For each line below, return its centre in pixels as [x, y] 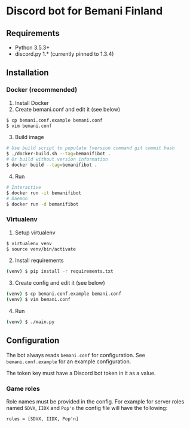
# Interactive [24, 187]
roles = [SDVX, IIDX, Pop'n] [42, 419]
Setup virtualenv [35, 233]
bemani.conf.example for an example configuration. [69, 361]
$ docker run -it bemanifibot [44, 193]
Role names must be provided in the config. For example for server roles [95, 402]
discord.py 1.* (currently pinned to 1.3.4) [64, 54]
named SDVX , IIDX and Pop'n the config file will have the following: [87, 408]
